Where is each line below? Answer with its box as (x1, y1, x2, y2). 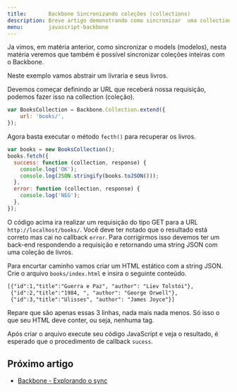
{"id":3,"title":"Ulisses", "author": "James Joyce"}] (10, 296, 175, 303)
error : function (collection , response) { (13, 185, 140, 193)
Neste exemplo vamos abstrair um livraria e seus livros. (7, 71, 168, 80)
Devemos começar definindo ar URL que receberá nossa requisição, (7, 85, 207, 94)
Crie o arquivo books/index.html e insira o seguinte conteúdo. (7, 269, 187, 278)
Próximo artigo (7, 357, 74, 369)
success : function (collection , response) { (13, 159, 147, 166)
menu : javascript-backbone (7, 23, 109, 30)
